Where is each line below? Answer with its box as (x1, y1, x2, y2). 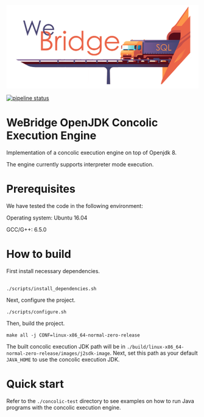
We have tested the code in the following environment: (6, 202, 143, 209)
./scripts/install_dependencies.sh (6, 286, 97, 292)
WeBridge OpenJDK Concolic (6, 116, 158, 130)
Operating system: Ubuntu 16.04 (6, 214, 88, 221)
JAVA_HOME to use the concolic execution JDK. (6, 356, 120, 363)
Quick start (6, 377, 64, 391)
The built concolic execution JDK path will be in (6, 343, 126, 351)
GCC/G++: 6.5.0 (6, 226, 47, 233)
